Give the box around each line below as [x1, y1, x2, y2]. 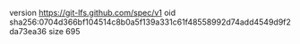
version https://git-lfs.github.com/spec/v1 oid [9, 8, 176, 18]
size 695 [48, 26, 81, 36]
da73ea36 [9, 26, 47, 36]
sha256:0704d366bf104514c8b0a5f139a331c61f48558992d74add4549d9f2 [9, 17, 291, 27]
